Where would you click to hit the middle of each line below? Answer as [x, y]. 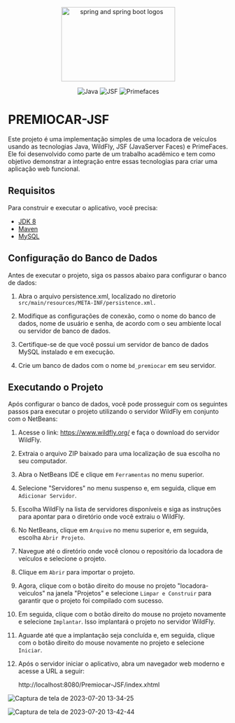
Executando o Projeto [56, 387]
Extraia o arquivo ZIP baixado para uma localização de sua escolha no [119, 454]
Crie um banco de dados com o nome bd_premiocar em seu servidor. [117, 365]
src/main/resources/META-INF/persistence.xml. [87, 303]
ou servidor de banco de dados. [64, 331]
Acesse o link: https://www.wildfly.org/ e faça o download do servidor [119, 433]
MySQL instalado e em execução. [66, 352]
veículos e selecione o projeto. [62, 559]
